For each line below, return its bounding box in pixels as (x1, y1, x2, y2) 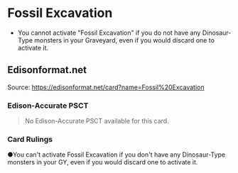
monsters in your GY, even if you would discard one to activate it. (7, 158, 198, 167)
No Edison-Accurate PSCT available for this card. (24, 117, 169, 125)
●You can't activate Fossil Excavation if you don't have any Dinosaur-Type (7, 150, 226, 159)
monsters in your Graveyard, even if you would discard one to (34, 35, 215, 44)
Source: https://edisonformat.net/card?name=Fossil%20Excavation (7, 83, 205, 91)
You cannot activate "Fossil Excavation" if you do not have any (17, 28, 201, 37)
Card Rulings (7, 134, 53, 144)
